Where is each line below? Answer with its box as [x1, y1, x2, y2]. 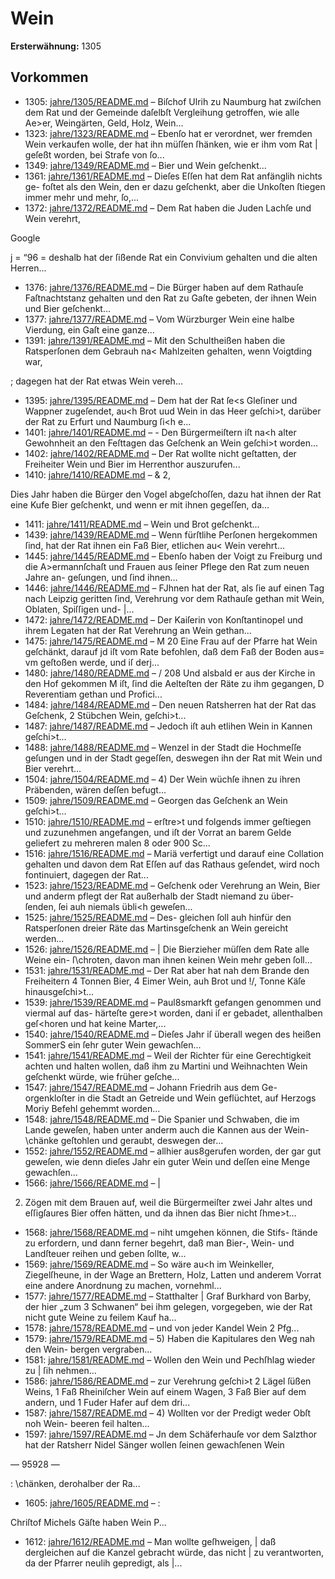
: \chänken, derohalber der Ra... [10, 1477, 141, 1489]
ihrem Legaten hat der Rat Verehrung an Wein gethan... [24, 624, 252, 636]
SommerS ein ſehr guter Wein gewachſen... [24, 1038, 202, 1051]
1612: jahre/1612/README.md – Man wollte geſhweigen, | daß [24, 1535, 277, 1547]
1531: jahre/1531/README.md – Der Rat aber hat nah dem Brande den [24, 964, 310, 976]
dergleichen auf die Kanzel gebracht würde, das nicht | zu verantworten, [24, 1546, 325, 1558]
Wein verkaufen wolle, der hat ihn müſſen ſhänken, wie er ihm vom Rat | [24, 138, 318, 150]
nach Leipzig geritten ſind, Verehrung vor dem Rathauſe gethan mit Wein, [24, 592, 325, 604]
